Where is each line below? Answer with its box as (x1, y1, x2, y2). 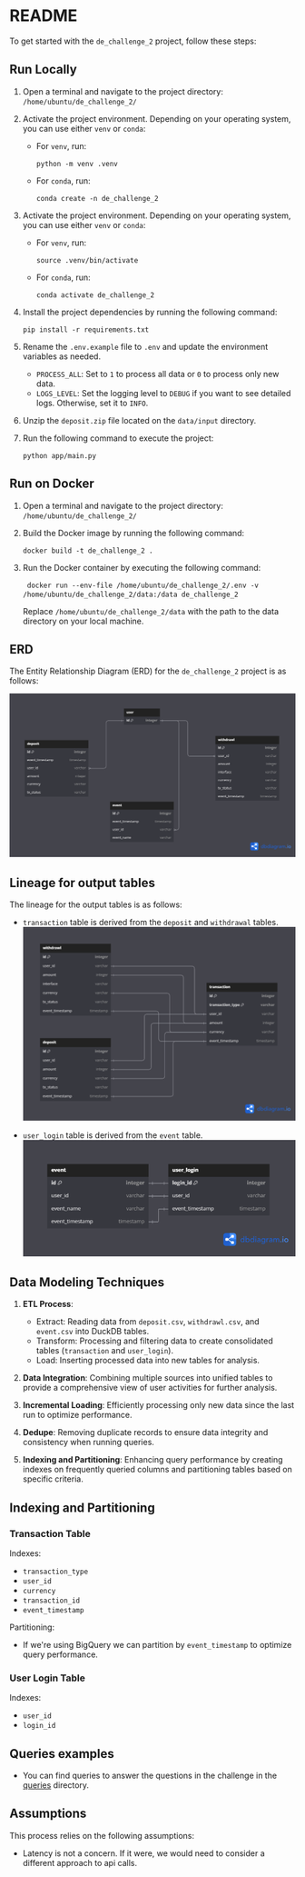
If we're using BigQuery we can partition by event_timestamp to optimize (22, 1639, 292, 1650)
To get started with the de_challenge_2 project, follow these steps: (9, 35, 257, 46)
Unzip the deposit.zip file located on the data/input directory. (22, 414, 257, 425)
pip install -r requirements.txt (22, 324, 150, 334)
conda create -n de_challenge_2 (35, 194, 159, 203)
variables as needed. (22, 351, 102, 362)
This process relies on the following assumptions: (9, 1830, 195, 1841)
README (9, 5, 78, 26)
